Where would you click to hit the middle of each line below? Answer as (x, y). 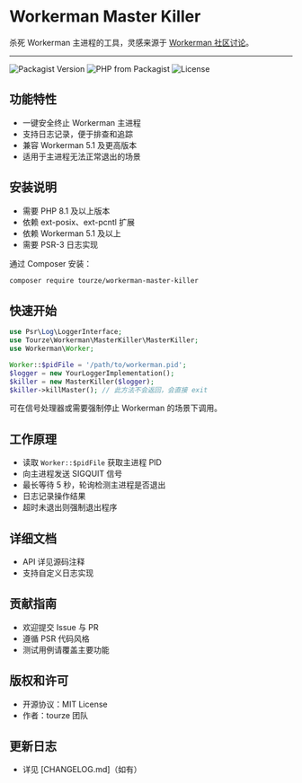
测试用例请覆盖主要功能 (66, 649)
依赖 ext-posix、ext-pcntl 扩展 (78, 222)
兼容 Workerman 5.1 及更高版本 (80, 145)
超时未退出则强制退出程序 (70, 507)
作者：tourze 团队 (55, 715)
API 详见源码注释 (53, 562)
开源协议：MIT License (65, 704)
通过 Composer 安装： (51, 263)
